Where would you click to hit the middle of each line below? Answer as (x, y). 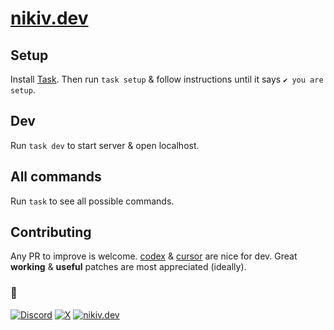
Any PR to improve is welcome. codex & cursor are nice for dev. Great (154, 256)
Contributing (51, 232)
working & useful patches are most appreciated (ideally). (128, 267)
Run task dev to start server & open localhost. (105, 145)
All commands (56, 177)
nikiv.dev (49, 18)
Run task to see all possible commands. (92, 201)
